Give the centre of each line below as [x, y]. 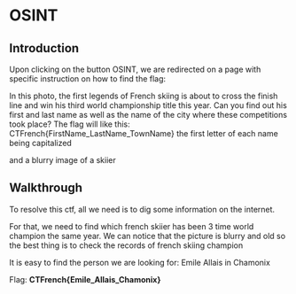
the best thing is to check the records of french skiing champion [126, 245]
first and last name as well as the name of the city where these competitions [148, 115]
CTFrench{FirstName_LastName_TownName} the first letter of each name [144, 133]
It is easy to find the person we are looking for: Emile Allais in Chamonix [140, 262]
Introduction [44, 48]
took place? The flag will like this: [70, 124]
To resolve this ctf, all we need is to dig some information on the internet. [142, 209]
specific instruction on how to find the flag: [88, 79]
